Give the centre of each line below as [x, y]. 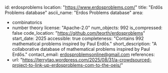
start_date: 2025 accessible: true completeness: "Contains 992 [78, 38]
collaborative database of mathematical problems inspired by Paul [81, 49]
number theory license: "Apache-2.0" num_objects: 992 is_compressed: [87, 28]
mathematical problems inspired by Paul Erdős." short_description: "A [85, 44]
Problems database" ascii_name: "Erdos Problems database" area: [74, 13]
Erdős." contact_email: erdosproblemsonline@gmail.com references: [83, 54]
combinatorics [27, 22]
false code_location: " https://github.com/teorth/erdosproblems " [78, 33]
